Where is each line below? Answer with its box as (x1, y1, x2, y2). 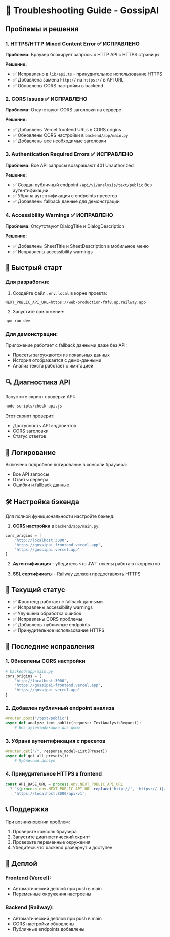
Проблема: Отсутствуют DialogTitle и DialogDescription (5, 223, 125, 229)
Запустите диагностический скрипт (12, 834, 90, 840)
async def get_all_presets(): (5, 754, 69, 759)
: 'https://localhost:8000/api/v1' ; (10, 791, 87, 796)
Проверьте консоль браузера (12, 828, 77, 834)
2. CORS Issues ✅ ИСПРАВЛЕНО (5, 95, 88, 102)
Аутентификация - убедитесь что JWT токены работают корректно (12, 561, 160, 567)
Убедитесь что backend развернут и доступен (12, 844, 113, 850)
